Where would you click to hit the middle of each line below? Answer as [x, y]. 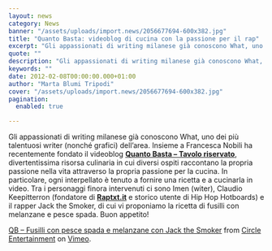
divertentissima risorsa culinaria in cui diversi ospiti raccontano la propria [131, 162]
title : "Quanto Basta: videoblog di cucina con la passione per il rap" [134, 39]
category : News [34, 24]
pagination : [28, 99]
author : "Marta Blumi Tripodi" [61, 84]
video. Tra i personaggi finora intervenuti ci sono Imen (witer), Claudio [125, 188]
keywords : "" [30, 69]
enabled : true [39, 106]
